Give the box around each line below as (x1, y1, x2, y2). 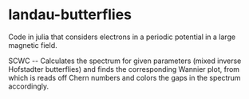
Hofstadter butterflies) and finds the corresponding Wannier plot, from (8, 64, 240, 73)
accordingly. (8, 81, 49, 91)
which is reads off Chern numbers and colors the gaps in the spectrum (8, 73, 241, 82)
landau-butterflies (8, 6, 132, 24)
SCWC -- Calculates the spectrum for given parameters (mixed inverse (8, 56, 242, 65)
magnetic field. (8, 40, 57, 49)
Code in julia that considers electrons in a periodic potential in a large (8, 32, 236, 42)
